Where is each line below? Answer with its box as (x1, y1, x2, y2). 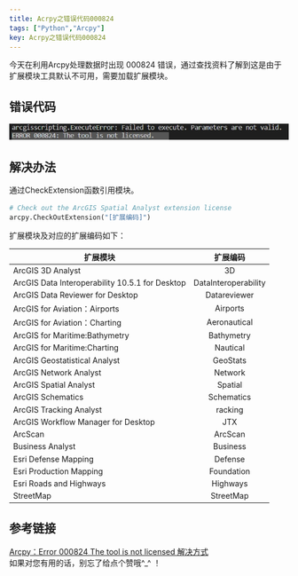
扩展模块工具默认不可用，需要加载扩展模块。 (9, 71, 173, 82)
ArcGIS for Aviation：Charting (12, 317, 122, 327)
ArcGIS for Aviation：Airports (12, 303, 120, 314)
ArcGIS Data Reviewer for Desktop (12, 289, 139, 301)
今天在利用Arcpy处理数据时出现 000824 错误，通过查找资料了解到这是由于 (9, 59, 282, 70)
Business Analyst (12, 441, 76, 452)
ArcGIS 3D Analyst (12, 264, 82, 275)
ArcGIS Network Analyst (12, 367, 102, 377)
